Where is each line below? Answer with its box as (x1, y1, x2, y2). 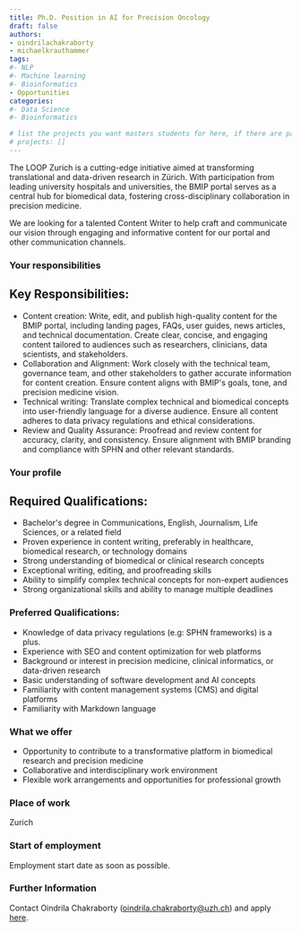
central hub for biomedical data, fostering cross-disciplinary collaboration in (9, 190, 290, 202)
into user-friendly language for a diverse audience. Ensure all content (21, 405, 279, 417)
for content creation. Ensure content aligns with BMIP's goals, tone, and (21, 377, 288, 388)
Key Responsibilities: (9, 287, 130, 302)
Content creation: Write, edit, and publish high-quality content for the (21, 310, 278, 321)
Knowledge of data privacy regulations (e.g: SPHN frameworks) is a (21, 626, 272, 637)
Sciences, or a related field (21, 527, 122, 538)
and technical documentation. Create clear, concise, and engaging (21, 329, 269, 341)
